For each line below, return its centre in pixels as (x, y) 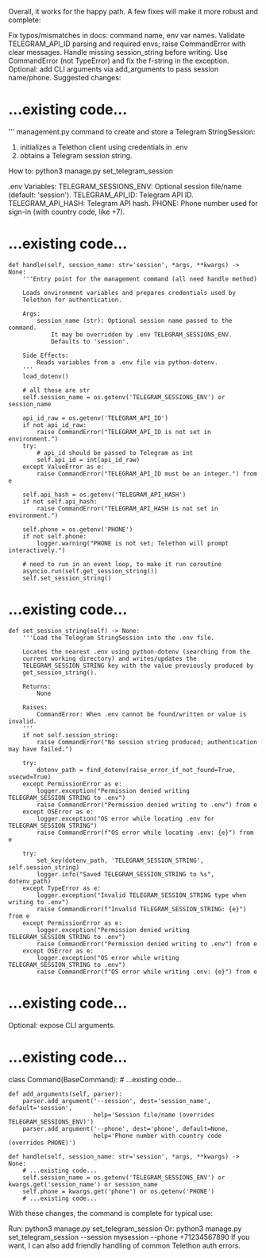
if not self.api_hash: (60, 501)
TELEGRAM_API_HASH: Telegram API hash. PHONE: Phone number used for (133, 203)
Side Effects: (46, 355)
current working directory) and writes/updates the (110, 658)
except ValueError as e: (64, 467)
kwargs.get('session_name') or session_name (83, 1184)
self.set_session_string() (67, 578)
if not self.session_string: (71, 735)
